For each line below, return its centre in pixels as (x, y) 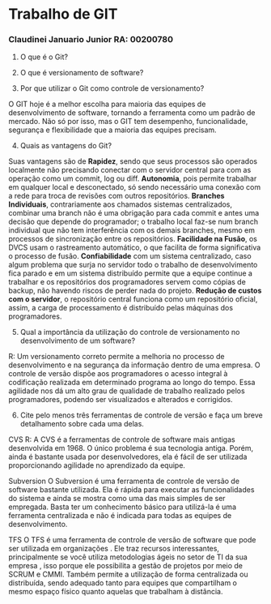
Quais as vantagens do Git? (66, 146)
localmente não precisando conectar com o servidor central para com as (130, 170)
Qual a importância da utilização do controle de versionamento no (130, 332)
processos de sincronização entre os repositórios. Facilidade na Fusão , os (133, 239)
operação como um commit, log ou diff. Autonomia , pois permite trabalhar (133, 178)
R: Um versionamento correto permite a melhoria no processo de (116, 357)
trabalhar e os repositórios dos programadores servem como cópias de (127, 282)
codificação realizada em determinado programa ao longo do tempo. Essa (132, 383)
